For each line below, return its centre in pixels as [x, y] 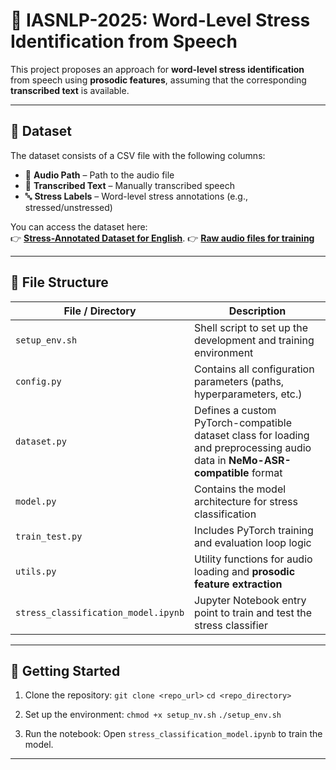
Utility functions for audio [253, 559]
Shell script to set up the [251, 327]
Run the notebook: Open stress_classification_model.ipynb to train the [173, 734]
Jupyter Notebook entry [250, 600]
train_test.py [49, 536]
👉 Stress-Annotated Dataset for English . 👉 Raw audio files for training [162, 238]
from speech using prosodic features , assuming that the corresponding [158, 80]
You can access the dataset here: [79, 226]
